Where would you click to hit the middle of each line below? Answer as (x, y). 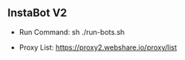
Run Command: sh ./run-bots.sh (72, 32)
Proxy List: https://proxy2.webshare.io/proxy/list (98, 47)
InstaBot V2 (37, 13)
